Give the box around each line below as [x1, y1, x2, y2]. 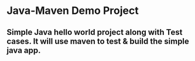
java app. [6, 45, 41, 55]
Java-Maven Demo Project [6, 4, 139, 17]
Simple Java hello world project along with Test [6, 27, 183, 37]
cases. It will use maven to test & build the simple [6, 36, 190, 46]
